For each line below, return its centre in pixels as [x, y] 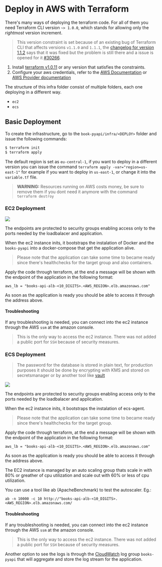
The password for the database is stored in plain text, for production [85, 365]
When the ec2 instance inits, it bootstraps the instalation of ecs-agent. [75, 408]
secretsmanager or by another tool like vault [61, 375]
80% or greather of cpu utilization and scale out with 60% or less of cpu [77, 476]
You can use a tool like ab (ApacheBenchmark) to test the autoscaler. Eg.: [78, 490]
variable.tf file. [21, 177]
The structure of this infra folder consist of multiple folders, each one [74, 87]
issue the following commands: [36, 139]
